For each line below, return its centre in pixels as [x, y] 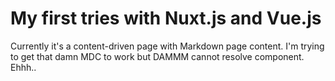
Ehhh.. [23, 67]
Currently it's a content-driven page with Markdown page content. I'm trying [167, 46]
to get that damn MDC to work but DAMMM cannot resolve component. [157, 56]
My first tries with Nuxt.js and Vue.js [166, 18]
